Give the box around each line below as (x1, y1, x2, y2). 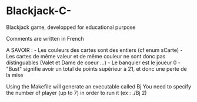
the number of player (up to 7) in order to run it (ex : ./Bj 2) (6, 89, 147, 96)
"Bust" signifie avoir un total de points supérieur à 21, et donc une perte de (6, 65, 187, 72)
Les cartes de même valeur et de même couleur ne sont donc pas (6, 52, 166, 60)
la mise (6, 71, 24, 78)
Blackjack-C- (6, 4, 72, 18)
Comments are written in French (6, 35, 84, 42)
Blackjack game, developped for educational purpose (6, 24, 136, 31)
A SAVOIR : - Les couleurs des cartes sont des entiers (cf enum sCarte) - (6, 46, 183, 54)
